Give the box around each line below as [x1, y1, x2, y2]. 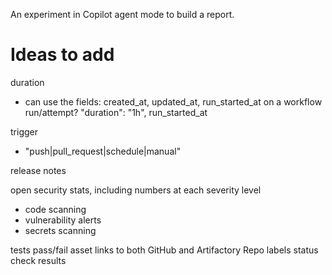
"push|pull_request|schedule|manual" [24, 145, 182, 157]
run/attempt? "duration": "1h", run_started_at [24, 106, 208, 118]
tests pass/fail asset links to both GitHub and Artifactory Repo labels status [10, 244, 319, 256]
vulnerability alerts [24, 214, 102, 226]
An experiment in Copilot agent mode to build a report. [10, 9, 235, 20]
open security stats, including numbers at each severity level [10, 184, 262, 196]
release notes [10, 164, 67, 176]
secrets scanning [24, 224, 97, 236]
